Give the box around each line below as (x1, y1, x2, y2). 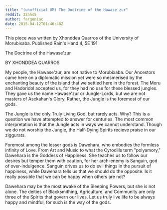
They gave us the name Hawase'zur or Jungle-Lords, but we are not (5, 90, 146, 96)
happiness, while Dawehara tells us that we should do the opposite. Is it (5, 168, 152, 174)
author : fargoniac (5, 16, 43, 21)
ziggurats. (5, 132, 26, 138)
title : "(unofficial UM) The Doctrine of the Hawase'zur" (5, 7, 128, 12)
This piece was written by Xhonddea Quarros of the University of (5, 35, 139, 41)
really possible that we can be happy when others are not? (5, 173, 126, 180)
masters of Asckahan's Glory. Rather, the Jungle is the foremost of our (5, 96, 150, 102)
